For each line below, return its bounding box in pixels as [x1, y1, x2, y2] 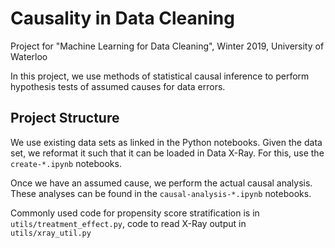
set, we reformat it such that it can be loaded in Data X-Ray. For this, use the [10, 147, 325, 159]
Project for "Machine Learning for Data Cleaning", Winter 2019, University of [10, 40, 325, 52]
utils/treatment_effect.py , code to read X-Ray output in [10, 217, 247, 229]
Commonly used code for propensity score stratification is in [10, 207, 260, 219]
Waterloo [10, 50, 48, 62]
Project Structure [10, 110, 120, 127]
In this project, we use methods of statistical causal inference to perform [10, 70, 310, 82]
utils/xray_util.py [10, 228, 92, 238]
